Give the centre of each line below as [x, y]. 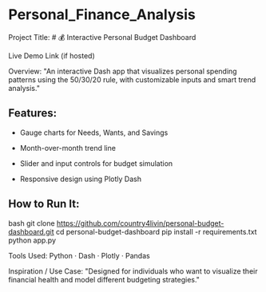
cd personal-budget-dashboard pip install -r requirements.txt [156, 231]
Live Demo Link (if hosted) [52, 55]
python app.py [32, 240]
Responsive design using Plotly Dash [81, 179]
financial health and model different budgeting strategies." [104, 279]
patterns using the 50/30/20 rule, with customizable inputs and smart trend [132, 79]
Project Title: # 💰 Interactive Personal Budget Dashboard [102, 37]
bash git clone [32, 223]
